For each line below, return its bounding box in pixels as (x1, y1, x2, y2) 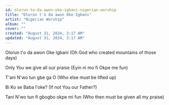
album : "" (5, 21, 26, 27)
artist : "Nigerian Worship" (5, 17, 65, 22)
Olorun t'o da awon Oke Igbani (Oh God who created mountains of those (5, 49, 156, 56)
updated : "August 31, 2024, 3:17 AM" (5, 36, 85, 41)
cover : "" (5, 26, 26, 31)
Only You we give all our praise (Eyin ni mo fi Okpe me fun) (5, 64, 128, 71)
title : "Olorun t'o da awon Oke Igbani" (5, 12, 92, 17)
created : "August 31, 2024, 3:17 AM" (5, 31, 85, 36)
